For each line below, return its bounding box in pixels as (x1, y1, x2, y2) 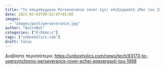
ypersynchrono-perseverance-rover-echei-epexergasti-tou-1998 (5, 58, 137, 64)
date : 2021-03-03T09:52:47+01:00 (5, 12, 74, 17)
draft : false (5, 39, 32, 44)
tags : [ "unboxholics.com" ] (5, 35, 60, 40)
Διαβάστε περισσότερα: (5, 53, 54, 59)
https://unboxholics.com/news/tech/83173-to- (54, 53, 148, 59)
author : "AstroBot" (5, 26, 45, 31)
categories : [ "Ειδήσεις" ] (5, 30, 58, 35)
